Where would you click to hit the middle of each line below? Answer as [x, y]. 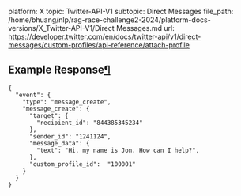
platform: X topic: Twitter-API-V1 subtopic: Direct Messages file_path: [121, 11]
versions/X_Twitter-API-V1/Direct [61, 28]
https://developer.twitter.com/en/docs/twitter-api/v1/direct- [105, 36]
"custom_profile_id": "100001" [82, 164]
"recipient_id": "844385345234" [90, 122]
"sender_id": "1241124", [70, 136]
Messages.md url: [145, 28]
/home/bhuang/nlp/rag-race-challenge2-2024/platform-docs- [109, 20]
